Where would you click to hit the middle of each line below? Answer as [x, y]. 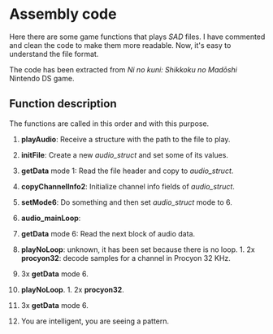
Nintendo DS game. [42, 78]
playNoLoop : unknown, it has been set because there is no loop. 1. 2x [138, 249]
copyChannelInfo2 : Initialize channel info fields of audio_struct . [128, 186]
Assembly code [63, 14]
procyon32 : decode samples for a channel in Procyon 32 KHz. [126, 258]
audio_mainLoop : [51, 218]
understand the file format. [54, 54]
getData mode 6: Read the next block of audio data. [108, 233]
